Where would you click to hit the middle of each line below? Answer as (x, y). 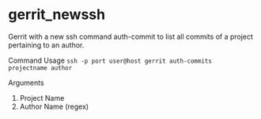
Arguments (26, 83)
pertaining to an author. (46, 44)
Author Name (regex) (54, 106)
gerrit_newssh (57, 15)
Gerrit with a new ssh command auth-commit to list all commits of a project (130, 36)
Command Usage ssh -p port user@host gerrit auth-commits (110, 60)
